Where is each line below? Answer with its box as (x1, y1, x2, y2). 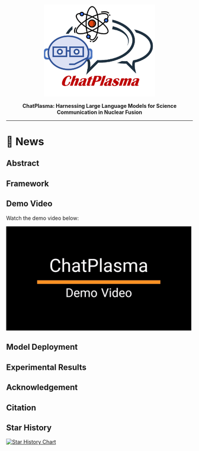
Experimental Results (6, 362, 87, 372)
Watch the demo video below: (6, 215, 79, 222)
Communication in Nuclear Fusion (56, 108, 143, 116)
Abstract (6, 158, 40, 168)
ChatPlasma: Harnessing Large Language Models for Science (22, 102, 177, 109)
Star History (6, 423, 52, 433)
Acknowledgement (6, 382, 78, 392)
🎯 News (6, 135, 44, 149)
